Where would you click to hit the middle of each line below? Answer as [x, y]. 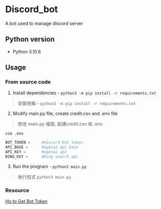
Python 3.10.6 [27, 51]
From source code [28, 82]
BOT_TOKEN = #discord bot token [44, 143]
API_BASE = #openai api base [42, 147]
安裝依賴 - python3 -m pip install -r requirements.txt [77, 103]
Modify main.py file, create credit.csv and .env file [65, 114]
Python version [30, 39]
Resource [17, 190]
